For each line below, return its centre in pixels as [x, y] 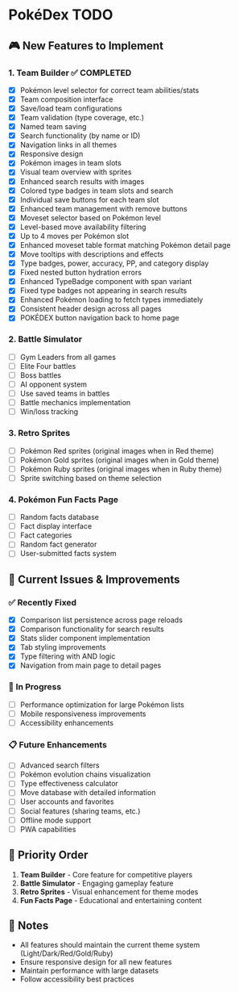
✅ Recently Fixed [43, 602]
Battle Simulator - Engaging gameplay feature [97, 883]
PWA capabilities [48, 829]
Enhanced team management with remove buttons [103, 208]
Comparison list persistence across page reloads [101, 620]
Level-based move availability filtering [83, 227]
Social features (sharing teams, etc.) [80, 811]
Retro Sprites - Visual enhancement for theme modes [109, 892]
